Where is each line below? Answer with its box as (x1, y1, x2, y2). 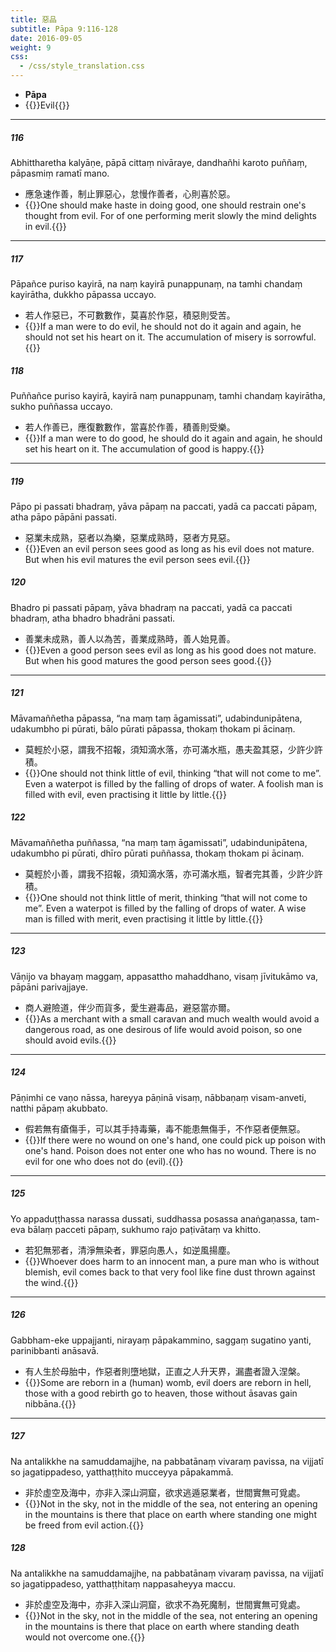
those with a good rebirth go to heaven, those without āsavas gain (24, 1387, 298, 1399)
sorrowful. (273, 331, 317, 343)
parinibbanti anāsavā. (10, 1344, 100, 1356)
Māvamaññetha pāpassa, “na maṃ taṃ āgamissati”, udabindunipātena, (10, 712, 303, 724)
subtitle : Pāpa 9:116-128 (10, 24, 118, 34)
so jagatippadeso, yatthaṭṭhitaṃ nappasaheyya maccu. (10, 1577, 237, 1590)
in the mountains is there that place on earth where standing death (24, 1620, 300, 1632)
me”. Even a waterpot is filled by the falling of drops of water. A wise (24, 902, 307, 914)
